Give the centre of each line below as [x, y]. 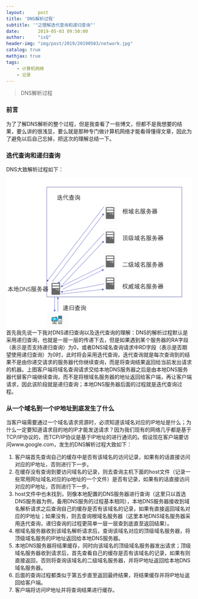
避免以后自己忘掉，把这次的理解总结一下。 [63, 138]
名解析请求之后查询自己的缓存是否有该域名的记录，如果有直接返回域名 [100, 509]
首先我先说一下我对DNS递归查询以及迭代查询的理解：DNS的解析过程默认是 [97, 333]
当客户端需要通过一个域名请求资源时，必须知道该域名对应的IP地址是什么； [96, 422]
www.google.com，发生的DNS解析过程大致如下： [72, 445]
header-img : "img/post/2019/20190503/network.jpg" [70, 44]
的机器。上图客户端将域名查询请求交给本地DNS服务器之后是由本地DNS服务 [97, 370]
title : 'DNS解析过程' [31, 19]
